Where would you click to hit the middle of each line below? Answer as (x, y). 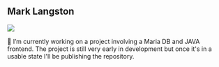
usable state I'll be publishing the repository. (71, 56)
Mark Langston (41, 12)
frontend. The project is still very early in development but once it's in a (110, 49)
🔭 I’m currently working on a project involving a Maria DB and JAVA (104, 41)
